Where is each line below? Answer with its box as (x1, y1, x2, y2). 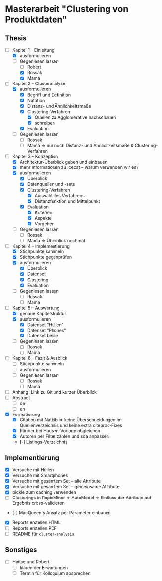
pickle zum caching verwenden (12, 489, 77, 495)
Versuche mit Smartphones (12, 472, 68, 478)
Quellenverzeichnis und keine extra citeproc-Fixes (19, 422, 122, 428)
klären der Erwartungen (19, 564, 68, 570)
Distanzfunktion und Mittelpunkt (34, 198, 100, 204)
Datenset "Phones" (27, 327, 66, 333)
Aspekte (34, 215, 52, 221)
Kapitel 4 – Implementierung (12, 243, 70, 249)
